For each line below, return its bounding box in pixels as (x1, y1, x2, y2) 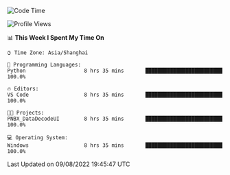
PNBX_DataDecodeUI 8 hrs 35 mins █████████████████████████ (7, 115, 223, 122)
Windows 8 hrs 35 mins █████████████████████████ (7, 142, 223, 149)
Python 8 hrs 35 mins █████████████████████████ (7, 67, 223, 74)
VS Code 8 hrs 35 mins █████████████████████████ (7, 91, 223, 98)
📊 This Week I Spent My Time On (7, 34, 104, 41)
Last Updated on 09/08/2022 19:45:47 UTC (7, 160, 130, 168)
